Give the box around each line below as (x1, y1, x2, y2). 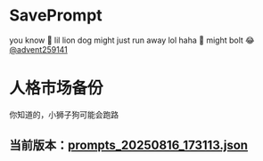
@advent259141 (9, 44, 69, 54)
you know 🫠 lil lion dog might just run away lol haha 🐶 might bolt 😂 (9, 35, 255, 45)
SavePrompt (9, 5, 103, 26)
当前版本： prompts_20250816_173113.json (9, 138, 248, 153)
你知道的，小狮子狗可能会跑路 (9, 109, 119, 120)
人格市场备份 (9, 78, 104, 99)
